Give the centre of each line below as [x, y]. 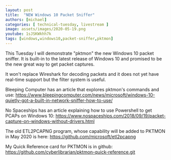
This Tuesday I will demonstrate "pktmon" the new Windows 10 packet [80, 53]
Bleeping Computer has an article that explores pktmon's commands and [82, 89]
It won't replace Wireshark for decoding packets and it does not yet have [82, 74]
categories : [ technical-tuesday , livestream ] [57, 24]
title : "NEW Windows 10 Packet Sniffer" [50, 15]
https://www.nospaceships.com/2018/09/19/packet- [111, 115]
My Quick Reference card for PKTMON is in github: [59, 146]
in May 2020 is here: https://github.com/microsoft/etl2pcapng [71, 136]
